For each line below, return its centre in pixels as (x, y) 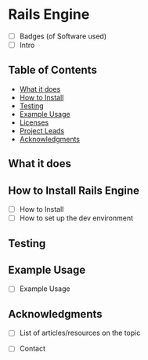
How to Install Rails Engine (74, 190)
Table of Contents (53, 70)
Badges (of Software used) (63, 36)
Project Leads (42, 130)
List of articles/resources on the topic (80, 333)
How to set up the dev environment (76, 218)
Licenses (34, 122)
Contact (32, 349)
